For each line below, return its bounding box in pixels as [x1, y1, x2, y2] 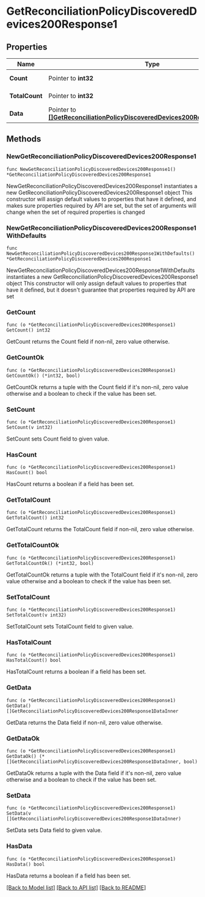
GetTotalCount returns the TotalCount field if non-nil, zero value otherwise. [6, 526, 194, 533]
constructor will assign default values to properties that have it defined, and [6, 195, 196, 203]
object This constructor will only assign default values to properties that [6, 279, 187, 287]
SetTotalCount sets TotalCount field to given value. [6, 623, 134, 630]
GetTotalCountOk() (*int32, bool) [6, 560, 95, 566]
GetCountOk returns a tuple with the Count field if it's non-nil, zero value [6, 383, 189, 390]
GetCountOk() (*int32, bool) [6, 373, 81, 379]
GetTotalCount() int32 [6, 515, 64, 521]
